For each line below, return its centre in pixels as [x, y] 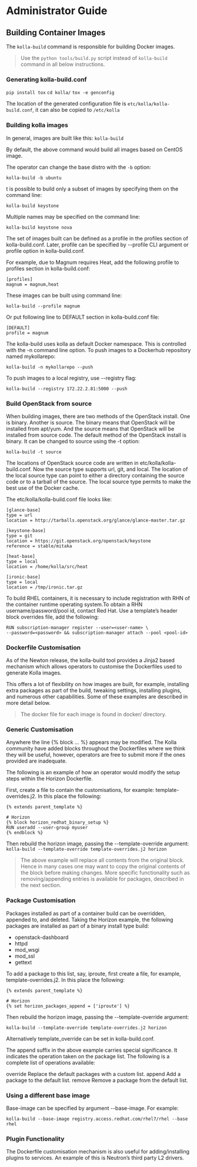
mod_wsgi [27, 949]
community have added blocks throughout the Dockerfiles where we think [96, 748]
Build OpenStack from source [49, 403]
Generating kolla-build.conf [46, 79]
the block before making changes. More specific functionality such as [105, 873]
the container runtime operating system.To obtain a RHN [74, 604]
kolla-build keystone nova [39, 228]
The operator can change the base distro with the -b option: [79, 167]
